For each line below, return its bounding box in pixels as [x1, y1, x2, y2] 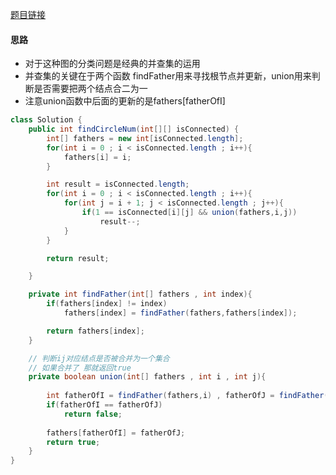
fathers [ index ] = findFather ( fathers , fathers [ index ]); [63, 308, 298, 318]
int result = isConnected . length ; [46, 179, 190, 190]
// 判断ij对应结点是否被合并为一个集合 [28, 353, 170, 363]
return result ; [46, 253, 110, 263]
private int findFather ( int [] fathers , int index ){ [28, 289, 253, 300]
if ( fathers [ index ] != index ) [46, 299, 168, 309]
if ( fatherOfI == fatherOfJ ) [46, 400, 163, 410]
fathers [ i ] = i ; [63, 152, 132, 162]
